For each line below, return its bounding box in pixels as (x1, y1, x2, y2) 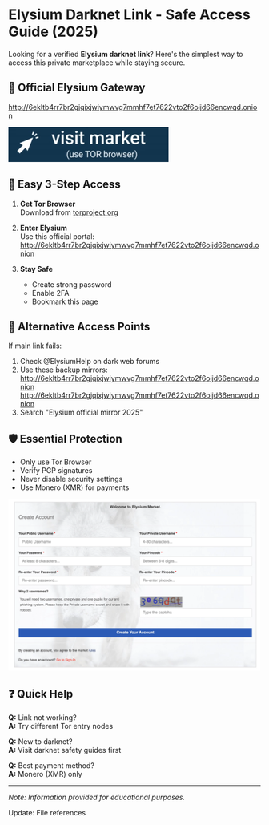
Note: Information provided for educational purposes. (8, 792, 186, 802)
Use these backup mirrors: (19, 365, 108, 374)
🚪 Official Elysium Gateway (8, 81, 146, 95)
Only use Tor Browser (19, 457, 92, 467)
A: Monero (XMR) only (8, 769, 82, 778)
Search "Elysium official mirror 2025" (19, 407, 143, 418)
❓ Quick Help (8, 687, 74, 701)
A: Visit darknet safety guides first (8, 745, 122, 754)
